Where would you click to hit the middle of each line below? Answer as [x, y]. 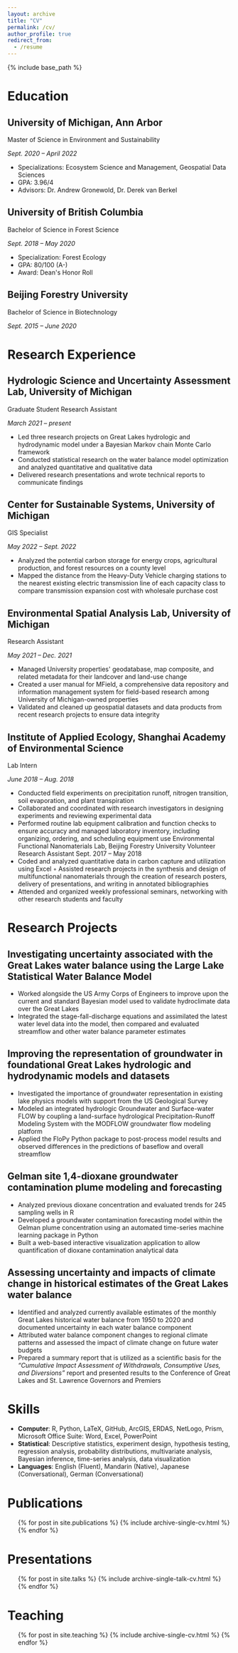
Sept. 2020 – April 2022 [42, 153]
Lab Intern [22, 766]
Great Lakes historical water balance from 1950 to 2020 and [106, 1319]
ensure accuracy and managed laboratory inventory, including [109, 831]
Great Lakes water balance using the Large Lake [116, 965]
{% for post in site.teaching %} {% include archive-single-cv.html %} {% [124, 1635]
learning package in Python [58, 1235]
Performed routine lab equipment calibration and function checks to [117, 824]
